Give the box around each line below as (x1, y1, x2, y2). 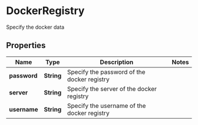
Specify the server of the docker (67, 85, 157, 93)
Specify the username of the (67, 102, 146, 110)
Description (100, 58, 134, 66)
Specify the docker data (6, 23, 65, 31)
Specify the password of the (67, 67, 146, 76)
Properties (6, 40, 46, 50)
